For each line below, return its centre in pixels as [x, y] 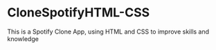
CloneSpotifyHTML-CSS [79, 13]
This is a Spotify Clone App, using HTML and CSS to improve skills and [108, 32]
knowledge [23, 38]
